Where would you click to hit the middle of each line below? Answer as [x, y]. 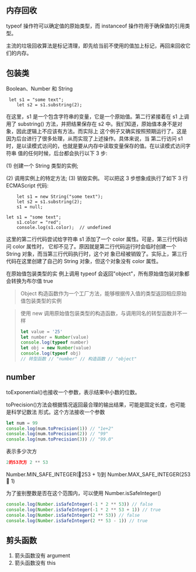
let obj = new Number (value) [56, 348]
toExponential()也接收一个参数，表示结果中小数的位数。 [73, 392]
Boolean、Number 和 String [39, 88]
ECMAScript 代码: [27, 185]
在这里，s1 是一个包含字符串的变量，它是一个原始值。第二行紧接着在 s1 [92, 116]
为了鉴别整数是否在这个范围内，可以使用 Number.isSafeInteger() [84, 493]
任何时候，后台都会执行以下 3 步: [68, 153]
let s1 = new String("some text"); [60, 196]
